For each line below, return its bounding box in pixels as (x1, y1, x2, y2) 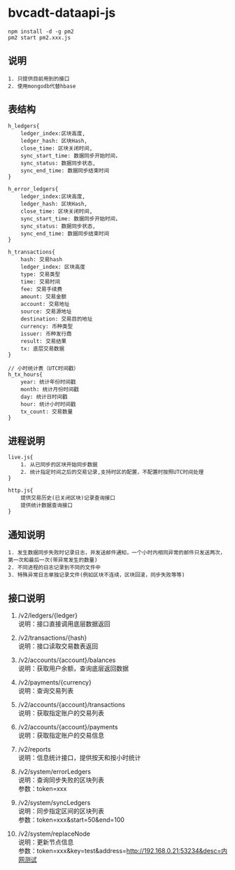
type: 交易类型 (20, 271, 61, 278)
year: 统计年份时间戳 (20, 378, 76, 386)
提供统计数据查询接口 (20, 502, 73, 509)
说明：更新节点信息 (17, 838, 74, 846)
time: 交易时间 (20, 278, 61, 285)
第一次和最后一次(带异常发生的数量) (8, 556, 98, 564)
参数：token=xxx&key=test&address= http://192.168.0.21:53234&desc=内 (17, 847, 228, 855)
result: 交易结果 (20, 337, 67, 344)
